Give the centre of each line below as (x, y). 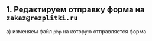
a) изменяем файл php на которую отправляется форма (76, 31)
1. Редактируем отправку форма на (75, 10)
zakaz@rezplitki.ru (42, 18)
